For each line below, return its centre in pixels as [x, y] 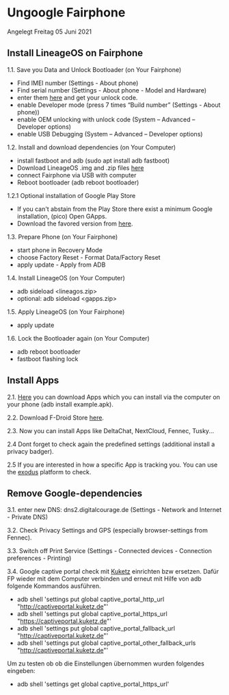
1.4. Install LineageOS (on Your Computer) [66, 278]
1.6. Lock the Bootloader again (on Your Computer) [79, 338]
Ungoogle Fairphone [66, 13]
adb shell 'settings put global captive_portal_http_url [91, 599]
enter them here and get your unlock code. [77, 97]
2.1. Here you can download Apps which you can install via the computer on [114, 397]
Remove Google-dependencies [75, 493]
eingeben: [21, 671]
